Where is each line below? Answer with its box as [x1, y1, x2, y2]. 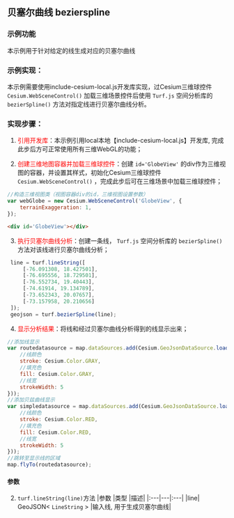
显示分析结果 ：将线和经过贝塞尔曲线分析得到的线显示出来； [17, 324, 189, 333]
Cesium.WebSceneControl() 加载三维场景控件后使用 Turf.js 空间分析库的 [7, 91, 213, 100]
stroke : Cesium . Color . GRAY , [19, 358, 101, 365]
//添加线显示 [7, 338, 40, 345]
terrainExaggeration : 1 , [19, 204, 92, 211]
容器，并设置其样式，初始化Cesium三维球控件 [29, 168, 162, 177]
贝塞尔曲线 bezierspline [7, 6, 111, 19]
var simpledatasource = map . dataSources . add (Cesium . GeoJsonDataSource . [7, 403, 219, 410]
